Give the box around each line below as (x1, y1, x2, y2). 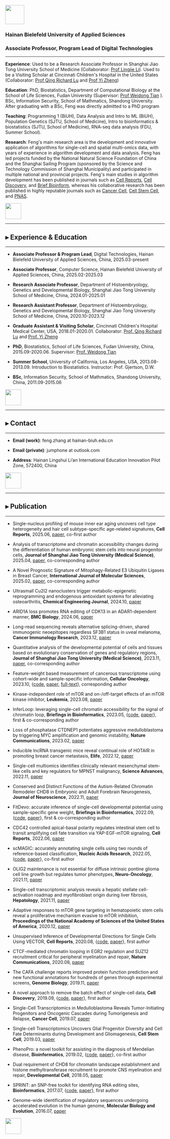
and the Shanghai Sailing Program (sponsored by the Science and (5, 160, 143, 167)
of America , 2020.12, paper (12, 923, 70, 929)
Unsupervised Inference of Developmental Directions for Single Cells (12, 933, 156, 939)
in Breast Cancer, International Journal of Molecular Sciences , (12, 572, 145, 578)
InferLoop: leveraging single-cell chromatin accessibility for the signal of (12, 706, 164, 712)
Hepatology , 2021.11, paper (12, 897, 70, 903)
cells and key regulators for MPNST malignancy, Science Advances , (21, 768, 164, 774)
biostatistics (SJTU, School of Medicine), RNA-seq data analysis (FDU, (5, 124, 152, 130)
